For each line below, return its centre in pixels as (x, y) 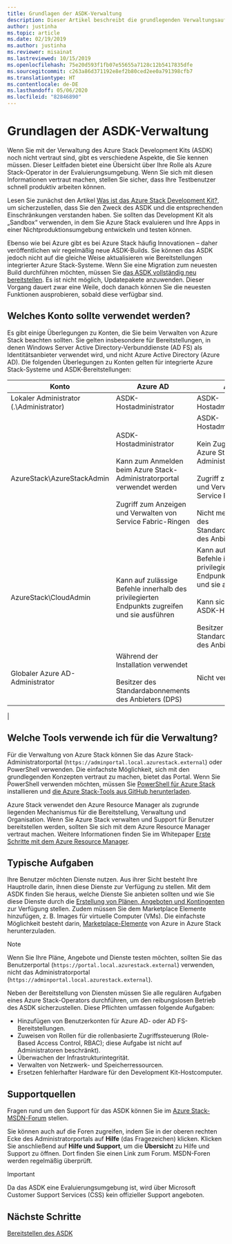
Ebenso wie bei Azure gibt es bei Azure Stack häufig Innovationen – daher (113, 243)
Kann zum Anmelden (150, 461)
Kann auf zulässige (147, 580)
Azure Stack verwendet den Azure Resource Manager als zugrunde (103, 804)
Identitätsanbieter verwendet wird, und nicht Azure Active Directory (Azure (114, 354)
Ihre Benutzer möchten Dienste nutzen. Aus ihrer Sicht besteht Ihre (103, 879)
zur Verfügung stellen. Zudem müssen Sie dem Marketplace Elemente (107, 909)
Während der (137, 656)
